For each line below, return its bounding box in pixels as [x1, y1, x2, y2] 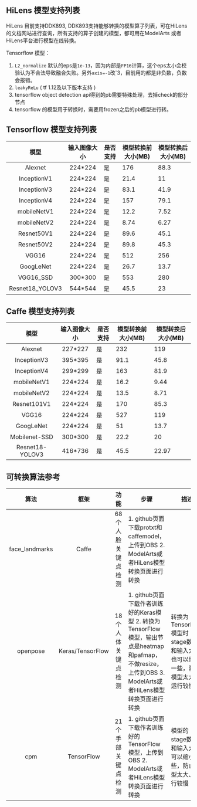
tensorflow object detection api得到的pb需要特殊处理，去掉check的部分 [14, 91, 189, 98]
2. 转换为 [135, 618, 161, 626]
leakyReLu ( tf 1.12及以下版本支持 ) [14, 84, 96, 91]
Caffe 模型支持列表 [6, 307, 75, 317]
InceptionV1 [18, 174, 53, 182]
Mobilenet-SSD [9, 433, 54, 441]
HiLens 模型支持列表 [6, 5, 80, 16]
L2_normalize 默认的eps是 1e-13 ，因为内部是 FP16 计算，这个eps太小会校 [14, 62, 187, 69]
